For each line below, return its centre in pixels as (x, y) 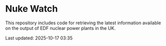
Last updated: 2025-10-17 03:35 (39, 38)
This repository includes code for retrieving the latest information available (83, 23)
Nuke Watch (32, 9)
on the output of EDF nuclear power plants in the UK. (60, 28)
